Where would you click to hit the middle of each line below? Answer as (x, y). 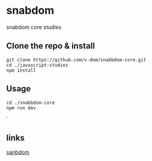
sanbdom (18, 152)
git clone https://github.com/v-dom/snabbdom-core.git (76, 60)
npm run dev (21, 108)
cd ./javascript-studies (37, 65)
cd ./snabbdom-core (31, 103)
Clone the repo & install (50, 46)
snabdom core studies (34, 27)
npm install (21, 70)
